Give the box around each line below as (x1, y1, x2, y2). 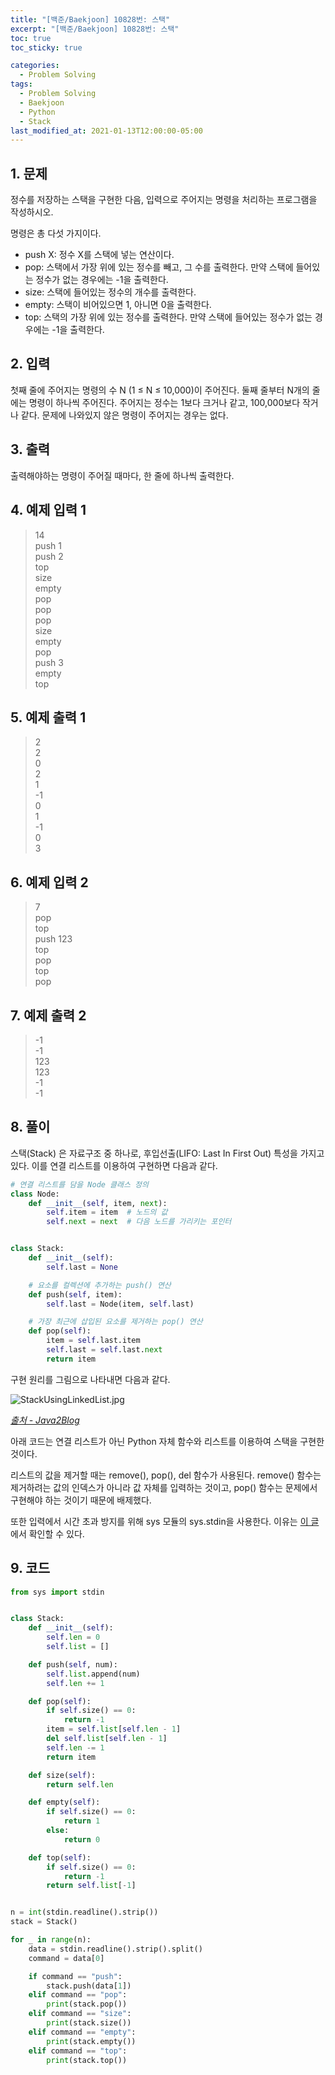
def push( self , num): (28, 1659, 118, 1670)
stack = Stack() (10, 1917, 78, 1927)
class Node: (10, 1189, 60, 1199)
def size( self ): (28, 1770, 97, 1780)
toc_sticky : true (10, 42, 83, 53)
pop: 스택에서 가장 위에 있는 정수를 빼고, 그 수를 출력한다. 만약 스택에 (24, 261, 294, 273)
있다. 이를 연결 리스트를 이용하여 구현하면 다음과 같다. (10, 1159, 218, 1171)
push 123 (34, 933, 73, 945)
